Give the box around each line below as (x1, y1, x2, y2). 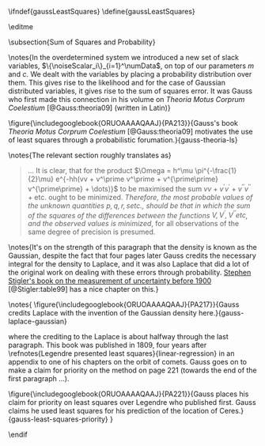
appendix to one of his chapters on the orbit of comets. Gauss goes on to (8, 357, 248, 367)
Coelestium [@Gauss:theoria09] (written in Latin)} (8, 103, 172, 112)
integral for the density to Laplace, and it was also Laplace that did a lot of (8, 259, 249, 269)
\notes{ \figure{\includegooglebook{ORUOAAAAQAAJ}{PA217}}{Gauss (8, 300, 240, 309)
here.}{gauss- (199, 308, 244, 318)
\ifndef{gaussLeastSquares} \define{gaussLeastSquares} (8, 7, 195, 16)
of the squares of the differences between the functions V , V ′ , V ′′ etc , (27, 209, 248, 220)
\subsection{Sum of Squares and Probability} (8, 37, 156, 47)
